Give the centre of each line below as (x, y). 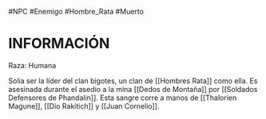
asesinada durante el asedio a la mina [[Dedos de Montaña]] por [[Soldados (133, 89)
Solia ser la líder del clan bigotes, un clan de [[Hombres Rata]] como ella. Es (133, 81)
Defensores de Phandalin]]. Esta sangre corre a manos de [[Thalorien (123, 98)
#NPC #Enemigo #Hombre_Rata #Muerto (76, 12)
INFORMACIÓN (59, 44)
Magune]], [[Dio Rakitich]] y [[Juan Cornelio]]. (84, 106)
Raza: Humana (32, 65)
